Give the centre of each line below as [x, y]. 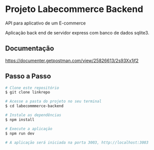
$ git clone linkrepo [28, 92]
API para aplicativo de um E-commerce [45, 23]
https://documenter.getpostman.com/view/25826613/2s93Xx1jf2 [72, 60]
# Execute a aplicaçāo [29, 128]
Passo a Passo [28, 76]
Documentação [29, 48]
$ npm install [20, 119]
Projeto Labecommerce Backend [74, 9]
